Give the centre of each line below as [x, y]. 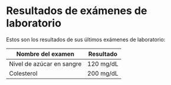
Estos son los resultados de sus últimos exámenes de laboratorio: [86, 39]
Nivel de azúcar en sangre [45, 64]
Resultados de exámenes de [77, 11]
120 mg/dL [103, 64]
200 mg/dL [103, 73]
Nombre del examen [45, 54]
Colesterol [23, 73]
